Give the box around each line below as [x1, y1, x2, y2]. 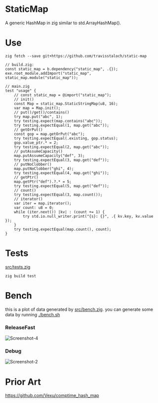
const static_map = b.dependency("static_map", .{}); [5, 66, 118, 71]
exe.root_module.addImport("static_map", [5, 71, 92, 76]
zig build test [5, 273, 37, 278]
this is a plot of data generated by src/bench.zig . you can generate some [5, 306, 153, 312]
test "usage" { [5, 88, 37, 93]
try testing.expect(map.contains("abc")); [14, 118, 103, 123]
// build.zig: [5, 62, 35, 67]
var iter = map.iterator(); [14, 201, 72, 206]
